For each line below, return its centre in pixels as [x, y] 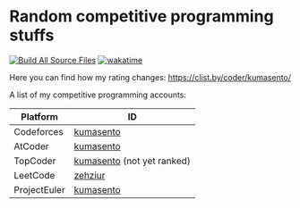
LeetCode [34, 175]
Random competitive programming [142, 17]
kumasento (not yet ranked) [132, 161]
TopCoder [35, 161]
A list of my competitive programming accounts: [98, 95]
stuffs [32, 35]
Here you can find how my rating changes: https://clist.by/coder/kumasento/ [150, 77]
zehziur [90, 175]
